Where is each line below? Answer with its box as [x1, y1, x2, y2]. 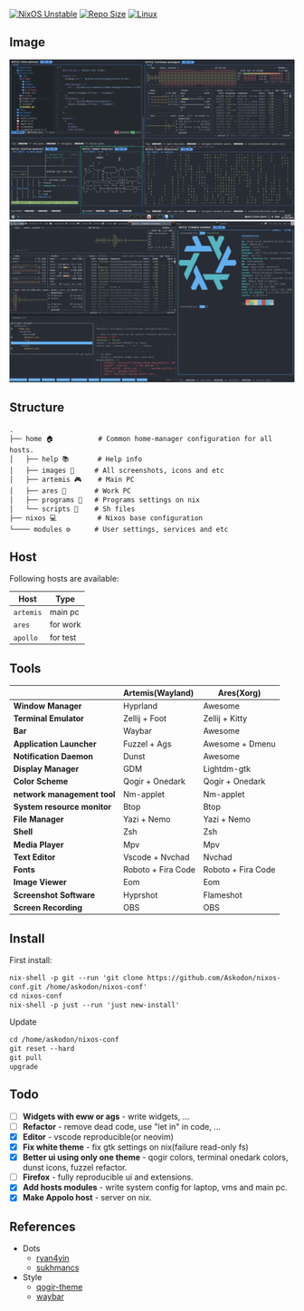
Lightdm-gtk [203, 764, 252, 774]
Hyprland [123, 700, 158, 711]
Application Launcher [13, 738, 97, 749]
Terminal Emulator [13, 713, 84, 724]
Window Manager [13, 700, 82, 711]
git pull [9, 1054, 43, 1063]
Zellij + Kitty [203, 713, 248, 724]
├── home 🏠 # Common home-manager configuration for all [9, 434, 273, 443]
